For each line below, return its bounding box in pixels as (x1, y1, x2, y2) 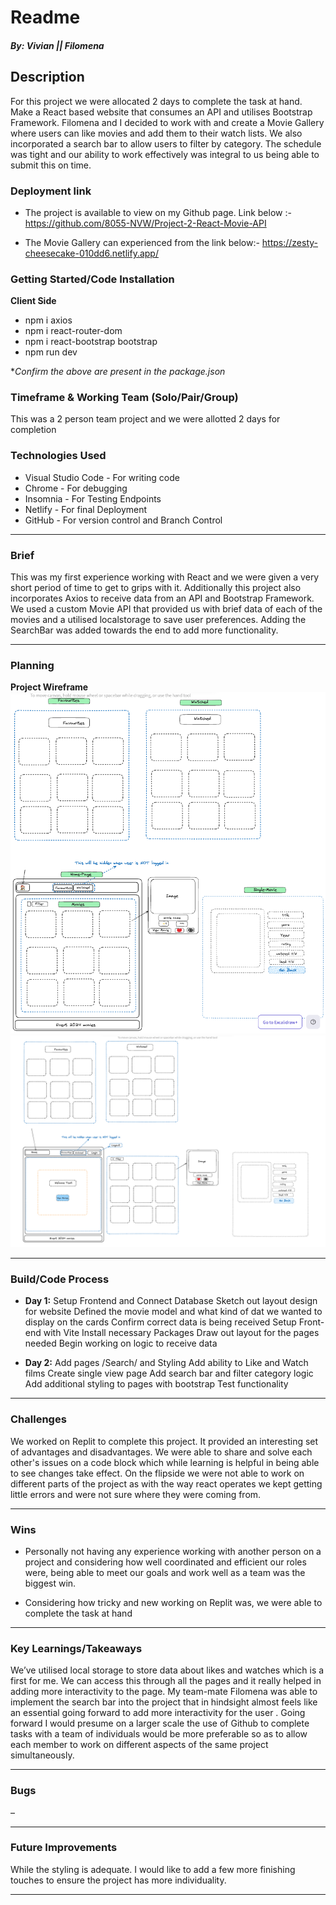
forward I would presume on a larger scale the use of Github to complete (10, 1717, 310, 1730)
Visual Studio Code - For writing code (24, 471, 180, 483)
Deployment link (10, 184, 92, 198)
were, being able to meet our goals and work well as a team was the (24, 1566, 306, 1578)
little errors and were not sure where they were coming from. (10, 1488, 262, 1500)
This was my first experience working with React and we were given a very (10, 571, 320, 583)
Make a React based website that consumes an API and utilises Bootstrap (10, 106, 313, 118)
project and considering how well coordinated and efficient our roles (24, 1556, 307, 1568)
